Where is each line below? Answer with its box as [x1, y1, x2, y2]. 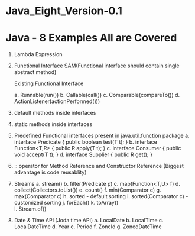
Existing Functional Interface [14, 80, 84, 87]
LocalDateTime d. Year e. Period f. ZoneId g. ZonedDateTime [14, 223, 162, 230]
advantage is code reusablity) [14, 169, 87, 176]
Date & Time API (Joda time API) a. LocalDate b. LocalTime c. [14, 217, 164, 224]
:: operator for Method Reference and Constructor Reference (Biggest [14, 163, 184, 170]
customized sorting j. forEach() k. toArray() [14, 199, 119, 206]
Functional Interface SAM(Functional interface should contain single [14, 62, 180, 69]
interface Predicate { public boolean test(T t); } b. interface [14, 138, 157, 146]
